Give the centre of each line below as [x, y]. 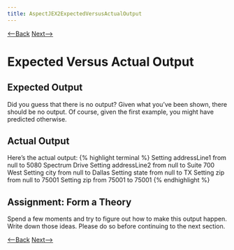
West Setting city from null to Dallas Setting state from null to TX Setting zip [116, 172]
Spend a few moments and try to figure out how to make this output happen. [117, 219]
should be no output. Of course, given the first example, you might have [111, 112]
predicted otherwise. [37, 119]
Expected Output [45, 88]
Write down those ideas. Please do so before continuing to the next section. [116, 226]
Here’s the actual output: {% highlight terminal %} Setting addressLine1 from [117, 158]
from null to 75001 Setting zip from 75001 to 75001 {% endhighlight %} [109, 180]
